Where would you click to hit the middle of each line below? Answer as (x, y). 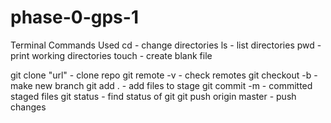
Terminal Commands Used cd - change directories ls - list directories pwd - (166, 45)
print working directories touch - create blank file (111, 55)
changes (28, 107)
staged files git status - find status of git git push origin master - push (153, 96)
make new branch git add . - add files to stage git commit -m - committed (161, 85)
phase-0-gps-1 (74, 17)
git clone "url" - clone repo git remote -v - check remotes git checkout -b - (164, 75)
